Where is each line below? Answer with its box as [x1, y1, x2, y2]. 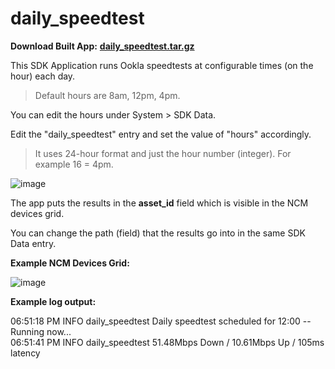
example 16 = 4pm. [34, 158, 114, 170]
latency [10, 347, 41, 359]
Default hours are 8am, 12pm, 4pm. [34, 89, 181, 101]
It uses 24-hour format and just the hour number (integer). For [34, 147, 292, 159]
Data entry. [10, 237, 57, 249]
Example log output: [10, 295, 97, 307]
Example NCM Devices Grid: [10, 257, 130, 269]
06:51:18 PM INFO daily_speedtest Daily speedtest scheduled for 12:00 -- [10, 315, 312, 327]
